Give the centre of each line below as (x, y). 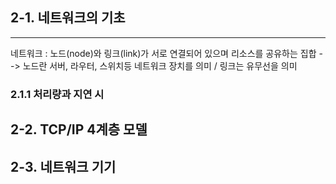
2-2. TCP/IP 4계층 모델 (79, 129)
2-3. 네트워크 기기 (63, 166)
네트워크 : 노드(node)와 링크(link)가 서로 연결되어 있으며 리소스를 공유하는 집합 (163, 53)
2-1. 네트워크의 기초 (68, 18)
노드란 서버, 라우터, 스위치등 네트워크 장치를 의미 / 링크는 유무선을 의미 (160, 65)
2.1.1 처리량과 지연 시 (57, 94)
